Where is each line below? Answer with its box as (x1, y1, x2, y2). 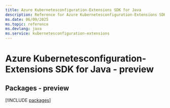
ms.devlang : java (5, 26, 42, 31)
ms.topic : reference (5, 21, 49, 27)
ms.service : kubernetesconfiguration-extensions (5, 31, 110, 36)
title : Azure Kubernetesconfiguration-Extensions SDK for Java (5, 7, 142, 13)
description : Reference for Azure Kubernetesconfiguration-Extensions (5, 12, 157, 17)
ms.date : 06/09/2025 (5, 17, 49, 22)
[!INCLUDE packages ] (5, 97, 51, 103)
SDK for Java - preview (55, 64, 154, 75)
